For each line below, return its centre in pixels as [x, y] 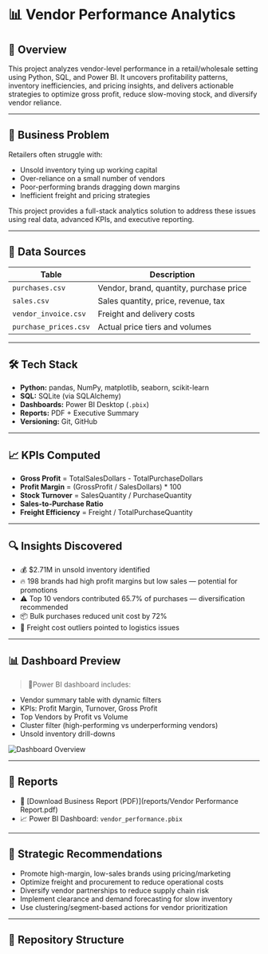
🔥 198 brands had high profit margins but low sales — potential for [128, 581]
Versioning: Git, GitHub [59, 422]
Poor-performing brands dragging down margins [100, 187]
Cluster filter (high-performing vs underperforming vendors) [119, 725]
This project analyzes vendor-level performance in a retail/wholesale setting [133, 69]
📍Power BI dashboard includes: [79, 684]
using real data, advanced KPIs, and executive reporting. [101, 219]
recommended [44, 608]
